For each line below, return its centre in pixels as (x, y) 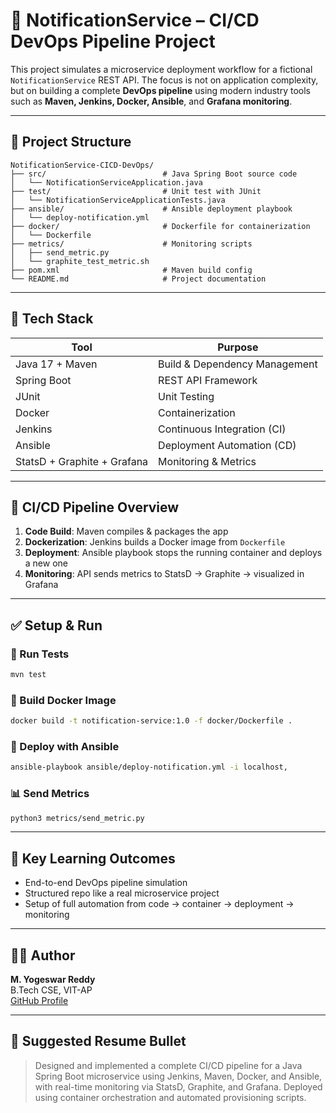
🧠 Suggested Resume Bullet (98, 1041)
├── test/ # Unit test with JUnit (136, 191)
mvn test (28, 675)
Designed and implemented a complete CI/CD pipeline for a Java (168, 1065)
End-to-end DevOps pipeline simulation (106, 883)
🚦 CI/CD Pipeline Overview (95, 507)
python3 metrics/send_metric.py (77, 818)
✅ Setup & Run (56, 625)
